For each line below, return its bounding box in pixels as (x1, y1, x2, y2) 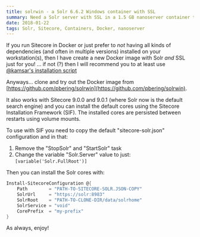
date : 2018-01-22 (6, 20, 49, 26)
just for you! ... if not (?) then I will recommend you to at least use (6, 61, 165, 68)
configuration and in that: (6, 133, 68, 141)
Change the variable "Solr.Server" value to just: (14, 151, 131, 158)
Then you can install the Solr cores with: (6, 169, 105, 176)
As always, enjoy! (6, 224, 49, 232)
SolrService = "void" (17, 202, 70, 208)
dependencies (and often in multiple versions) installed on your (6, 48, 161, 55)
